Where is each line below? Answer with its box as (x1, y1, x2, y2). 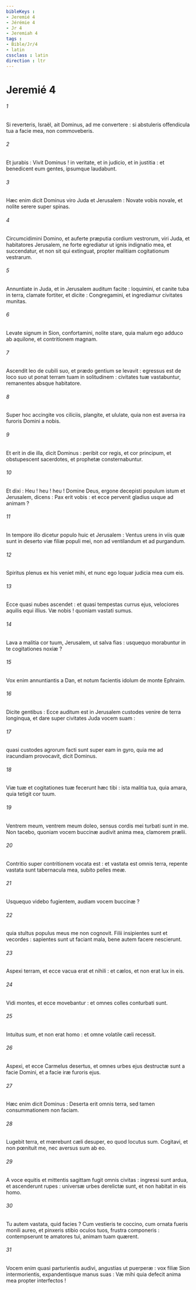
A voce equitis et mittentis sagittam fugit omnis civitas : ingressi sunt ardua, (6, 1176, 188, 1183)
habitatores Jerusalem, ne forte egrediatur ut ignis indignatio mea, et (6, 241, 171, 248)
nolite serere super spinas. (6, 203, 70, 210)
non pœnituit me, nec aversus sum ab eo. (6, 1144, 106, 1152)
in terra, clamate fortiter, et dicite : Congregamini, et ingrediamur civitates (6, 291, 183, 299)
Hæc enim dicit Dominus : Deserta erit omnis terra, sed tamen (6, 1100, 155, 1108)
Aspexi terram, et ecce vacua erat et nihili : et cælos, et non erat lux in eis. (6, 967, 185, 974)
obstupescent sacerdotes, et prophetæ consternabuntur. (6, 455, 143, 463)
